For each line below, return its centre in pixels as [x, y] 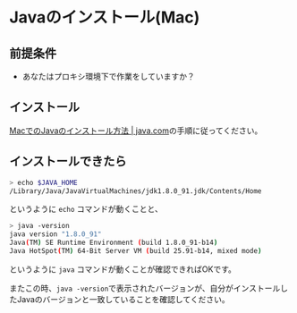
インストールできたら [68, 161]
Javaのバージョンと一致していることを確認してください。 [123, 299]
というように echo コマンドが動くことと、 [86, 209]
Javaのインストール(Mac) [105, 17]
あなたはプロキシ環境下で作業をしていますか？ [108, 76]
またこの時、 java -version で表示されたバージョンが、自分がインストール [145, 288]
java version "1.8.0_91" [55, 234]
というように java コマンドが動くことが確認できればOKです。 [123, 269]
